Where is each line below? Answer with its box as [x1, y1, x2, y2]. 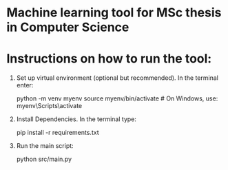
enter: [16, 81, 34, 89]
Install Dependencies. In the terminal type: [16, 115, 137, 123]
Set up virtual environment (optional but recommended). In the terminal [16, 74, 218, 82]
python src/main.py [16, 155, 72, 163]
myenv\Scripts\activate [16, 102, 83, 110]
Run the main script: [16, 142, 74, 150]
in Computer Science [6, 19, 129, 35]
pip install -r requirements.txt [16, 129, 99, 137]
